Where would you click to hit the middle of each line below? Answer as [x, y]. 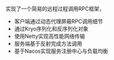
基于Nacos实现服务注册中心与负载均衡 [61, 51]
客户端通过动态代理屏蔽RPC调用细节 [58, 21]
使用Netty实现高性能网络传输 [50, 36]
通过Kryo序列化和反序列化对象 [51, 29]
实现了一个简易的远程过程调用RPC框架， [55, 9]
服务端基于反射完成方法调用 [48, 44]
